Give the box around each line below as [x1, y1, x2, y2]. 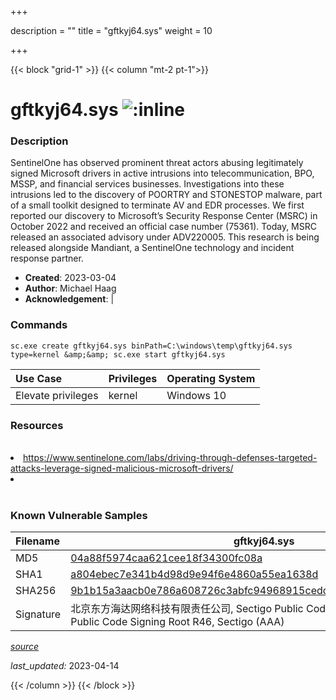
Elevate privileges [15, 388, 99, 402]
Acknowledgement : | [24, 293, 115, 305]
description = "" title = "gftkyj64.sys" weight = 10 [10, 25, 213, 36]
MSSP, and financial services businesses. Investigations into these [10, 178, 285, 190]
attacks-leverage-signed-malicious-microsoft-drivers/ [10, 462, 234, 475]
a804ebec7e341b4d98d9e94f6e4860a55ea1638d [70, 567, 319, 581]
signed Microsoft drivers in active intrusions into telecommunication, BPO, [10, 167, 315, 180]
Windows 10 [166, 388, 227, 402]
